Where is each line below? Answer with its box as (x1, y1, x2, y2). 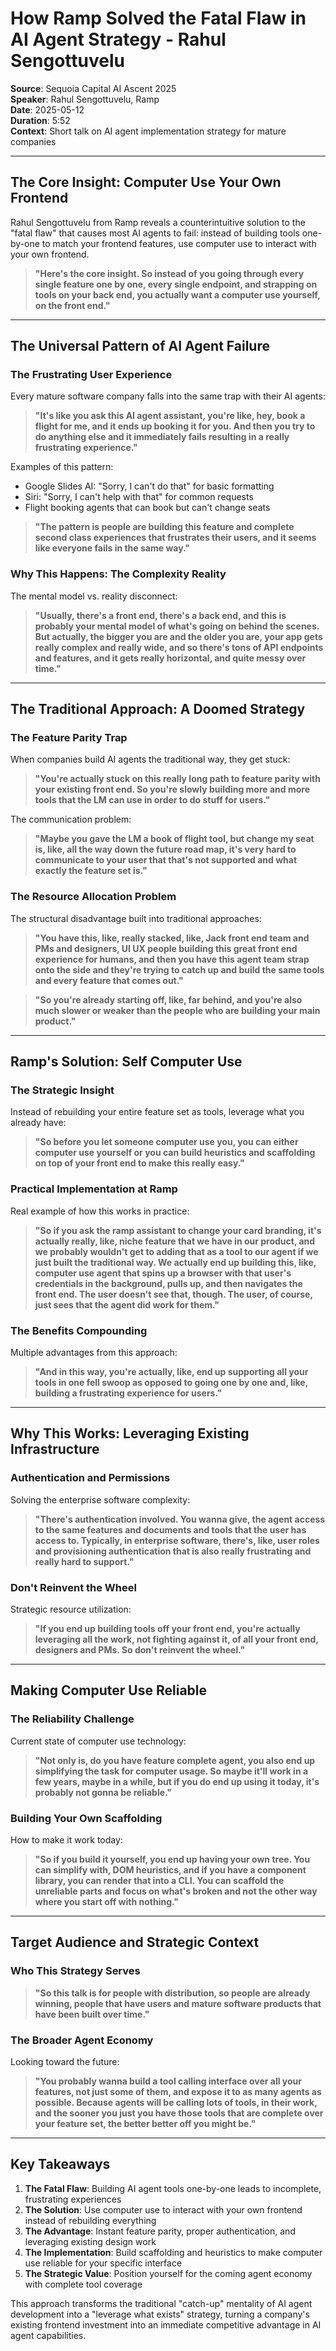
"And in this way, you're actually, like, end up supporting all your (34, 1366, 309, 1377)
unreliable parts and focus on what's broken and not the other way (34, 1885, 318, 1897)
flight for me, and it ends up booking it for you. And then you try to (34, 420, 316, 432)
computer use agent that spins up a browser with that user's (34, 1267, 292, 1279)
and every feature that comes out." (34, 974, 184, 986)
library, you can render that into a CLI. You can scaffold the (34, 1874, 285, 1886)
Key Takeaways (10, 2156, 111, 2173)
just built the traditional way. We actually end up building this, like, (34, 1256, 317, 1268)
